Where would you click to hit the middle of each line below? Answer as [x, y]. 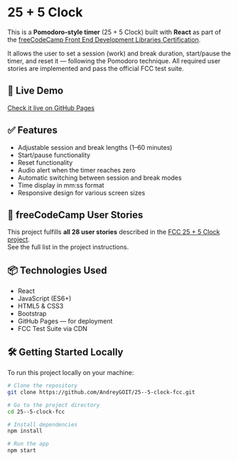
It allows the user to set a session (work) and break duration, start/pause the [119, 53]
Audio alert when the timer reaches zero [77, 170]
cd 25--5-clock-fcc [36, 412]
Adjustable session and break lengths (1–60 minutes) [95, 147]
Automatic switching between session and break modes [100, 178]
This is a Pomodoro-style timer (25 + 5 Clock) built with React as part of [114, 32]
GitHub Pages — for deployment [65, 321]
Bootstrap [32, 314]
